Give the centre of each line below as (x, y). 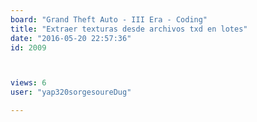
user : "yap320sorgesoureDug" (71, 92)
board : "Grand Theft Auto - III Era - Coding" (109, 19)
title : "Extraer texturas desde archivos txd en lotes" (129, 29)
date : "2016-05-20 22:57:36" (71, 38)
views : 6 (28, 83)
